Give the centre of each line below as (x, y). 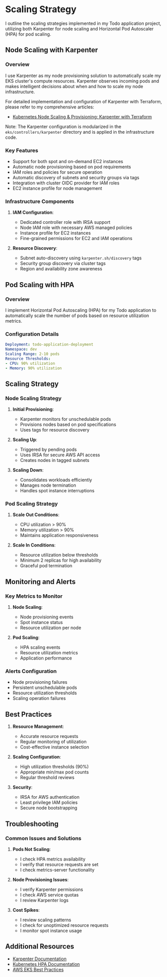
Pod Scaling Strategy (32, 504)
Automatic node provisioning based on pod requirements (72, 167)
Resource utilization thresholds (45, 693)
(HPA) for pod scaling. (28, 34)
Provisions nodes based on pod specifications (68, 424)
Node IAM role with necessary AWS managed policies (76, 228)
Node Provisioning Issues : (41, 879)
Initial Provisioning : (33, 409)
